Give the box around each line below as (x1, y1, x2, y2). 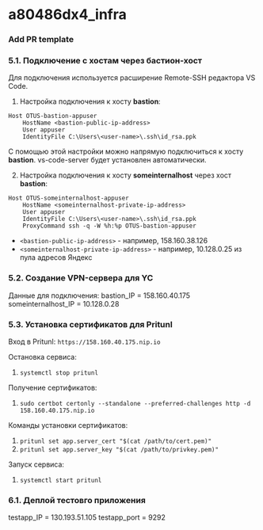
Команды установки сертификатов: (8, 421, 128, 429)
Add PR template (8, 34, 74, 45)
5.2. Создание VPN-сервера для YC (8, 273, 154, 284)
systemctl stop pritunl (19, 369, 99, 377)
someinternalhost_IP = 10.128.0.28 (8, 299, 120, 308)
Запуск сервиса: (8, 459, 65, 469)
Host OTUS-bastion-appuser (8, 112, 97, 120)
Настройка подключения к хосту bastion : (19, 97, 161, 106)
